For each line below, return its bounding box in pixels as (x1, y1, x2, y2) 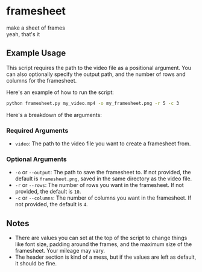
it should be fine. (14, 260, 57, 267)
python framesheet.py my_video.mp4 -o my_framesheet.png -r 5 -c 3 (6, 100, 180, 106)
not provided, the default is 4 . (14, 201, 89, 208)
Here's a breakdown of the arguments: (6, 111, 103, 118)
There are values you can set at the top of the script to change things (14, 234, 188, 242)
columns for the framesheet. (6, 77, 77, 84)
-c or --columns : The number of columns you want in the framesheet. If (14, 194, 192, 201)
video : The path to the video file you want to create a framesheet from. (14, 140, 191, 147)
